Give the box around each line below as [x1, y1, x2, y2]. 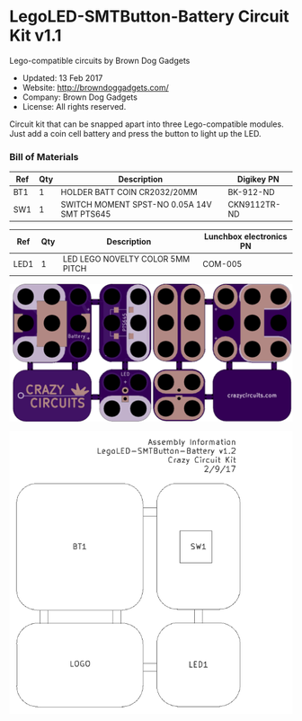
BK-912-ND [227, 186, 276, 197]
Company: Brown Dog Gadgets [22, 92, 138, 102]
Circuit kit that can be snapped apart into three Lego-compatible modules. [9, 119, 285, 129]
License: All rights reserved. [22, 101, 127, 111]
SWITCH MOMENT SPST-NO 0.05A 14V [60, 200, 213, 210]
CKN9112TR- [227, 200, 281, 210]
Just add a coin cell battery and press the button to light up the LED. [9, 128, 262, 138]
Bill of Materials [9, 150, 79, 163]
